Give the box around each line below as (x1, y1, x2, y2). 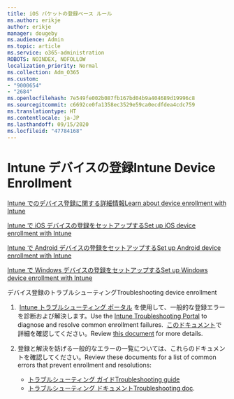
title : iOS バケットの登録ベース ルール (7, 10, 112, 17)
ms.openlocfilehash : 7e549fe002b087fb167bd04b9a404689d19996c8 (7, 95, 196, 102)
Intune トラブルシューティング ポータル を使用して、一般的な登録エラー (19, 303, 226, 311)
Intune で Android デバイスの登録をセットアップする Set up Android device (7, 244, 221, 252)
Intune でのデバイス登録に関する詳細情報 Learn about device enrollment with (7, 199, 227, 207)
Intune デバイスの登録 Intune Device (7, 160, 216, 176)
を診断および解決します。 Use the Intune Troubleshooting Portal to (17, 312, 207, 321)
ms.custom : (7, 75, 39, 83)
